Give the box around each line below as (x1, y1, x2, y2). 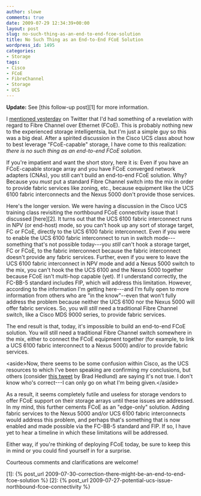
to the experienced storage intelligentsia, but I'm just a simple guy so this (6, 127, 187, 135)
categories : (6, 48, 36, 54)
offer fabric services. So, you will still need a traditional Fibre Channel (6, 304, 178, 311)
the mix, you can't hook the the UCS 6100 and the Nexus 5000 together (6, 266, 184, 274)
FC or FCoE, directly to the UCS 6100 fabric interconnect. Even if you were (6, 228, 191, 235)
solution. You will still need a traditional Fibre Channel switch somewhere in (6, 329, 192, 336)
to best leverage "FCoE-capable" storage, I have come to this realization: (6, 141, 187, 148)
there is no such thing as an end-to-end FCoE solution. (6, 147, 142, 154)
